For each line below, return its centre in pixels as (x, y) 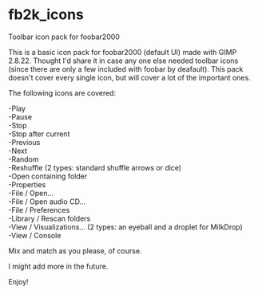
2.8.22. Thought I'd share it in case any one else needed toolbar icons (123, 61)
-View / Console (35, 235)
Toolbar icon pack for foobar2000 (64, 37)
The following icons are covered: (62, 92)
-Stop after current (39, 134)
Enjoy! (19, 281)
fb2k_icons (46, 15)
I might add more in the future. (58, 266)
